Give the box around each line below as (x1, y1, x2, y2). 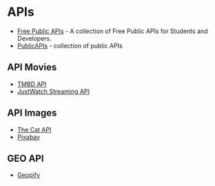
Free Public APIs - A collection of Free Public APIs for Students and (17, 27, 208, 35)
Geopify (17, 171, 40, 179)
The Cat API (17, 125, 52, 134)
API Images (7, 107, 57, 119)
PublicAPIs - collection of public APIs (17, 41, 123, 50)
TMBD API (17, 80, 47, 88)
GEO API (7, 152, 44, 164)
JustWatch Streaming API (17, 87, 90, 95)
